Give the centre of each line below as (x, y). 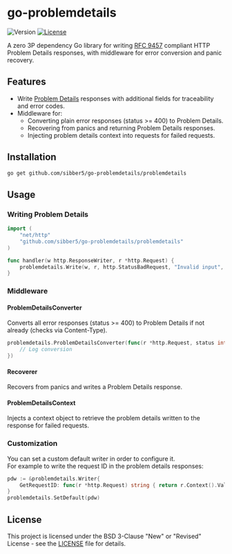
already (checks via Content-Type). (57, 330)
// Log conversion (46, 350)
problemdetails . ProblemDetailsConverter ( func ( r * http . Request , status (111, 343)
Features (27, 82)
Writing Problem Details (48, 214)
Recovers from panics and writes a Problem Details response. (95, 387)
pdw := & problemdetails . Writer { (54, 479)
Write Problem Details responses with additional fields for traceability (115, 98)
